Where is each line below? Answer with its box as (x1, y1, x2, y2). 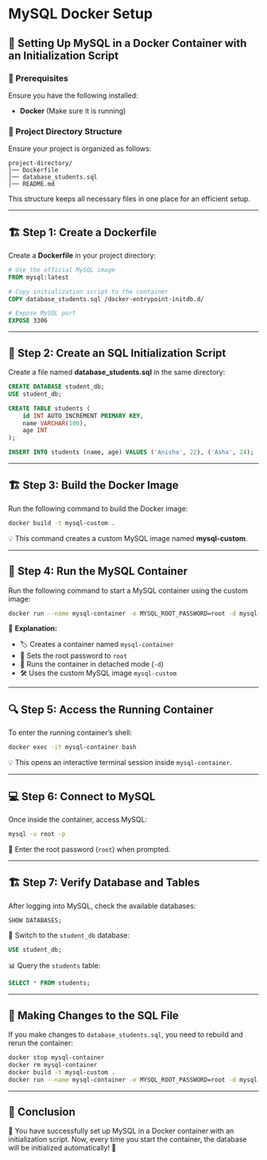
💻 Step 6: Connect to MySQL (8, 790, 156, 803)
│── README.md (8, 180, 56, 188)
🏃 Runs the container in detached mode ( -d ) (19, 659, 164, 669)
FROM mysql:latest (8, 273, 69, 281)
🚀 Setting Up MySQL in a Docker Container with (8, 37, 247, 50)
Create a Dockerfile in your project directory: (8, 250, 157, 260)
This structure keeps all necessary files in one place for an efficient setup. (8, 194, 251, 203)
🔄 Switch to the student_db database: (8, 930, 130, 940)
